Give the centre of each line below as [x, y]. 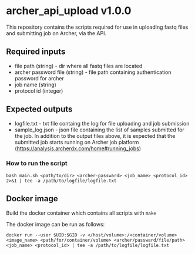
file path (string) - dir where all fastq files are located [78, 66]
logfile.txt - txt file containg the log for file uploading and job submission [102, 123]
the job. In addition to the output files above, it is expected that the [95, 136]
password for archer [39, 78]
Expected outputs [39, 109]
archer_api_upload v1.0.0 [69, 11]
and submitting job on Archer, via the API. [56, 33]
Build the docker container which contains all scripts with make [81, 213]
